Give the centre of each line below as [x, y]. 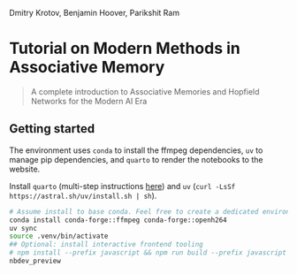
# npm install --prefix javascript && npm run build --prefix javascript [148, 253]
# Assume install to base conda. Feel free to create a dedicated [134, 211]
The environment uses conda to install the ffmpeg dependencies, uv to [136, 150]
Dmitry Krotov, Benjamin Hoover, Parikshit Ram [94, 13]
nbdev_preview [35, 261]
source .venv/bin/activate [59, 236]
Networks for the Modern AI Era [89, 101]
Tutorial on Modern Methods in [125, 49]
